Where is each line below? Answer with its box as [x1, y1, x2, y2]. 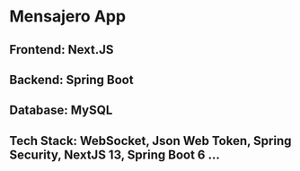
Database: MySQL [9, 103, 113, 118]
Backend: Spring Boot [9, 72, 134, 87]
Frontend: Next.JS [9, 42, 114, 57]
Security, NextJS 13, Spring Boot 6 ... [9, 147, 220, 162]
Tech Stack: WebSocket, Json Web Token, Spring [9, 133, 292, 149]
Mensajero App [9, 6, 127, 27]
